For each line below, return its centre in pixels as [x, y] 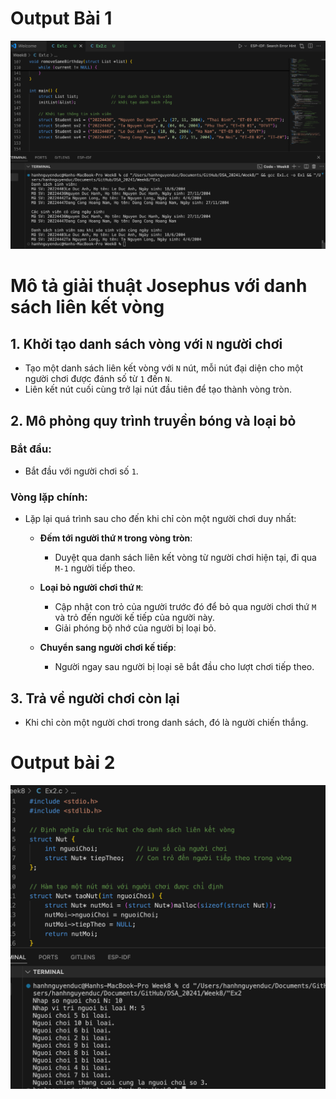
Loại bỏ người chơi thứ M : [91, 588]
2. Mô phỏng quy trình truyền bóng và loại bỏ [153, 420]
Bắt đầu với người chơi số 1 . [81, 471]
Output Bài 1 [61, 18]
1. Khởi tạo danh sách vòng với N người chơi [146, 343]
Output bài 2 [63, 763]
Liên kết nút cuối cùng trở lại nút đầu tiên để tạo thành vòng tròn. [158, 389]
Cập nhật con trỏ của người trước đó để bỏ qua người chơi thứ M [185, 607]
